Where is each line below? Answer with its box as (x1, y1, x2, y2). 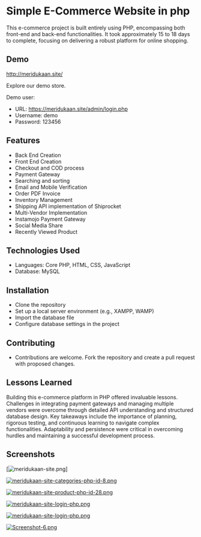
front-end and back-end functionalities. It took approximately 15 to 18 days (6, 30, 190, 37)
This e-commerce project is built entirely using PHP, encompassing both (6, 24, 185, 31)
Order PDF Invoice (14, 189, 61, 197)
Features (6, 135, 40, 146)
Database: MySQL (14, 268, 60, 275)
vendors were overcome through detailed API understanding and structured (6, 406, 194, 413)
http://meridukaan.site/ (6, 70, 63, 78)
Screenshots (6, 449, 55, 459)
